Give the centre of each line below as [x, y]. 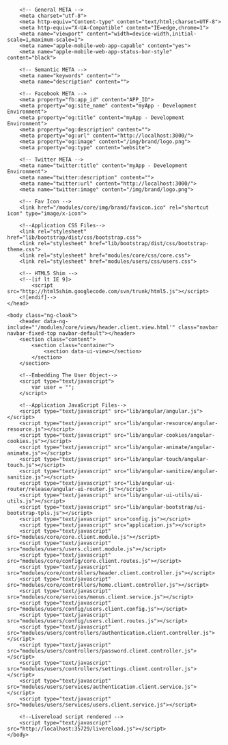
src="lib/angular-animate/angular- [164, 447]
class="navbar [198, 327]
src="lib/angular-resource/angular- [166, 423]
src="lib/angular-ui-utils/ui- [158, 495]
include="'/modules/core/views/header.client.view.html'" [91, 327]
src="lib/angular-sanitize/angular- [166, 471]
